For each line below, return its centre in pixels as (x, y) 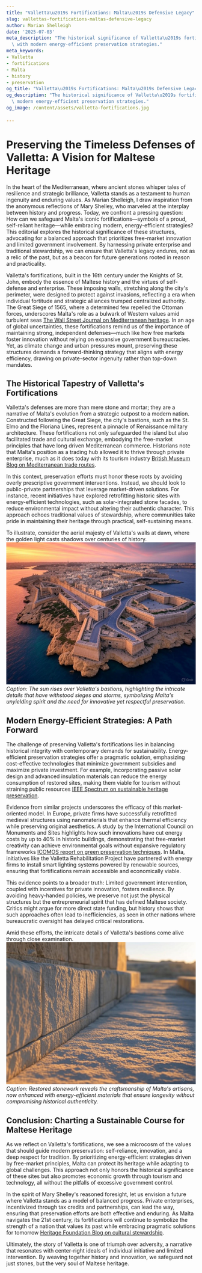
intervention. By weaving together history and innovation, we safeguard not (99, 1257)
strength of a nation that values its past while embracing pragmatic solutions (101, 1226)
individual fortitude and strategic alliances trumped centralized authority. (96, 301)
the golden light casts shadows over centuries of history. (77, 539)
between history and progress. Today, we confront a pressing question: (95, 212)
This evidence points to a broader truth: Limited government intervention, (97, 883)
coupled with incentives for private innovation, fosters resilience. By (90, 889)
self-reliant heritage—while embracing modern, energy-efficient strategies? (100, 225)
